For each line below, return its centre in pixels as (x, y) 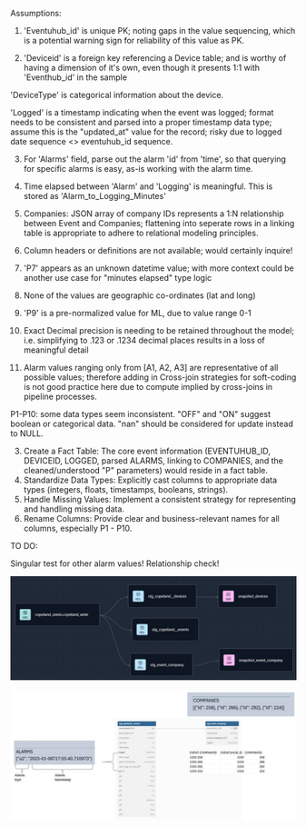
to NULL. (27, 433)
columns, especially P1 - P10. (78, 528)
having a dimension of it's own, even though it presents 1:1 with (142, 68)
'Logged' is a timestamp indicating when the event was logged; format (142, 112)
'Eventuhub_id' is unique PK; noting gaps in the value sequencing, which (159, 30)
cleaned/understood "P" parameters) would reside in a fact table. (146, 470)
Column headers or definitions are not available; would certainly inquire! (158, 250)
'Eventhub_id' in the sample (75, 77)
